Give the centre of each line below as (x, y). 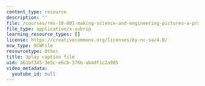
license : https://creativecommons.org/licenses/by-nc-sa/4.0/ (87, 40)
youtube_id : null (34, 74)
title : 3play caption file (41, 57)
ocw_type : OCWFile (30, 46)
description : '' (27, 18)
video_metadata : (27, 68)
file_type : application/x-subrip (49, 29)
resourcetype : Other (33, 51)
